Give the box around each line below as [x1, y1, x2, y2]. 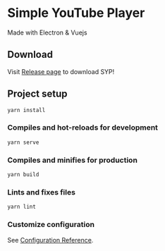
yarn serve [7, 139, 39, 146]
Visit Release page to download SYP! [7, 67, 115, 75]
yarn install [7, 106, 46, 114]
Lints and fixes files [7, 188, 76, 197]
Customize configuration [7, 220, 95, 230]
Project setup [7, 88, 68, 100]
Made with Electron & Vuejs [7, 28, 87, 37]
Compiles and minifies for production [7, 155, 137, 165]
